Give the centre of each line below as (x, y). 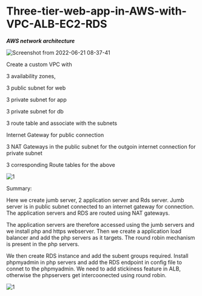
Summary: (19, 188)
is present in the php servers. (43, 244)
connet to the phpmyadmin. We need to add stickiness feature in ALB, (93, 269)
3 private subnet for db (35, 111)
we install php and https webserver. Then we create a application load (94, 231)
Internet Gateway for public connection (55, 135)
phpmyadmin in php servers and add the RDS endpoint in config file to (94, 262)
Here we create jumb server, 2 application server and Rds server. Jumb (95, 200)
